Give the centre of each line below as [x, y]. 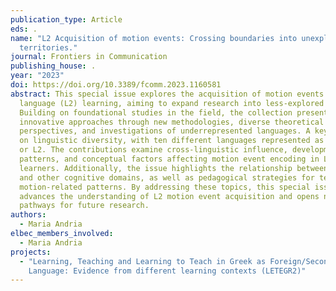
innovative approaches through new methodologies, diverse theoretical [172, 122]
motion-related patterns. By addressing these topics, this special [165, 187]
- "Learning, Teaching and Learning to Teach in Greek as [143, 261]
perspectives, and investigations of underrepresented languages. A [165, 131]
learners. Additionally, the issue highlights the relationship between [174, 168]
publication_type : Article [66, 19]
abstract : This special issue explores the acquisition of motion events [167, 94]
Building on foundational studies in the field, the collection [156, 112]
